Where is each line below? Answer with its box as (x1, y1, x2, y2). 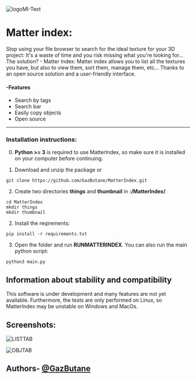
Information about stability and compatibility (6, 275, 172, 285)
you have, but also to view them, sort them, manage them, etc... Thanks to (6, 64, 184, 71)
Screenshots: (6, 320, 57, 330)
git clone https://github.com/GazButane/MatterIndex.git (6, 177, 148, 184)
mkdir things (6, 204, 38, 210)
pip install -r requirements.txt (6, 231, 87, 237)
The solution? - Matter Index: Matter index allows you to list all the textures (6, 57, 185, 64)
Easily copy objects (14, 109, 61, 117)
